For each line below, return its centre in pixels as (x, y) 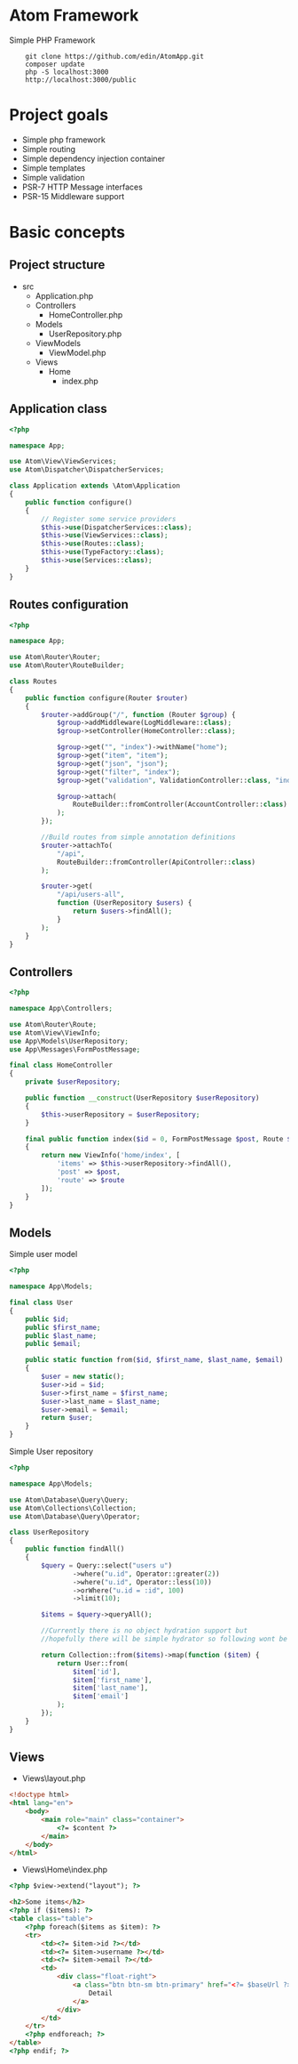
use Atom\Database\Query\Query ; (69, 1500)
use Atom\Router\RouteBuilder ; (67, 665)
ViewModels (58, 343)
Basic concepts (67, 233)
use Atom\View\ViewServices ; (63, 462)
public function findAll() (75, 1549)
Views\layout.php (54, 1778)
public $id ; (47, 1319)
